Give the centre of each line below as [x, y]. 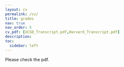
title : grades [20, 18]
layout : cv [16, 9]
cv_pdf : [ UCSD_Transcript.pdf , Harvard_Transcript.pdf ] [62, 32]
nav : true [15, 23]
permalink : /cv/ [22, 14]
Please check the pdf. [27, 59]
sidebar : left [24, 46]
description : [18, 37]
